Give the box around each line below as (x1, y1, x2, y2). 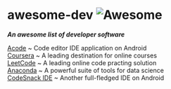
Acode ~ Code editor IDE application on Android (7, 43, 147, 52)
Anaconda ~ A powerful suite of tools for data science (7, 66, 164, 74)
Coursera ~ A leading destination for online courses (7, 51, 157, 60)
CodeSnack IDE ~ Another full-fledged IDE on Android (7, 74, 165, 82)
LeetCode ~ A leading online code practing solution (7, 58, 157, 67)
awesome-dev (7, 7, 94, 23)
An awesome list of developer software (7, 30, 125, 39)
